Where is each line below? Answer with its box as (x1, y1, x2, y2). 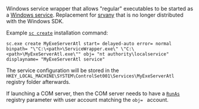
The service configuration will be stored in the (6, 67, 119, 74)
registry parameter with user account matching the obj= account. (6, 96, 169, 103)
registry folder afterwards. (6, 79, 70, 85)
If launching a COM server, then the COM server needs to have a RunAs (6, 90, 180, 97)
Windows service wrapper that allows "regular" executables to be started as (6, 5, 194, 12)
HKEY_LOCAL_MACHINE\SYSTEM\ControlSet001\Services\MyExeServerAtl (6, 73, 175, 79)
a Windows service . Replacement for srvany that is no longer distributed (6, 11, 184, 18)
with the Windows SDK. (6, 18, 64, 24)
